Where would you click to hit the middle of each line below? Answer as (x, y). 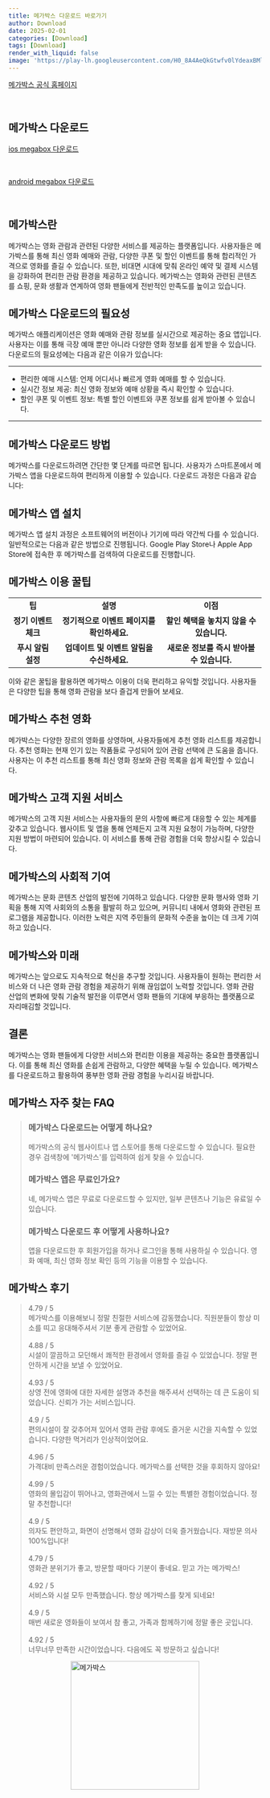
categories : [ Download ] (48, 38)
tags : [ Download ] (37, 46)
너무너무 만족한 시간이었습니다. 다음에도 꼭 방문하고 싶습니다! (123, 1649)
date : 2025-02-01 (37, 31)
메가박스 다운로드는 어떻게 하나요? (90, 1128)
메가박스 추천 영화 (50, 719)
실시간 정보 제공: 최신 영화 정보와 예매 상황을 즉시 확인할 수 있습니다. (127, 389)
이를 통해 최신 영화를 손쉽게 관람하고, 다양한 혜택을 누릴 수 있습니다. (125, 1065)
